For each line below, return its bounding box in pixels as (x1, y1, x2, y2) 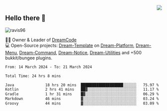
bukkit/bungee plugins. (5, 55, 53, 61)
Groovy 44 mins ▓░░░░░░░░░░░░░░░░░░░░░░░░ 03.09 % (5, 101, 159, 106)
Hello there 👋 (5, 14, 46, 22)
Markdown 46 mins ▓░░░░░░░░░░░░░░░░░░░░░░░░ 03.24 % (5, 97, 159, 102)
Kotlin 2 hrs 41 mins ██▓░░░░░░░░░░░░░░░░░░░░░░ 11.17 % (5, 87, 159, 92)
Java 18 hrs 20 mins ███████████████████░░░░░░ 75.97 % (5, 82, 159, 88)
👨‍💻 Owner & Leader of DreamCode (5, 37, 77, 43)
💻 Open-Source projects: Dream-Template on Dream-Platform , (5, 42, 135, 48)
